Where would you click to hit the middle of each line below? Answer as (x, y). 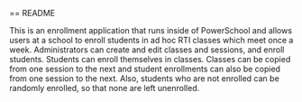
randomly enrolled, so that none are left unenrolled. (105, 88)
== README (32, 13)
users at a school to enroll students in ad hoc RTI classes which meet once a (151, 40)
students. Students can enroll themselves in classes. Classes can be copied (150, 59)
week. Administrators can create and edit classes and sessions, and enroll (147, 50)
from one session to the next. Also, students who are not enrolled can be (144, 79)
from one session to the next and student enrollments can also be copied (145, 69)
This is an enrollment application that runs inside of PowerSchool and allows (151, 30)
